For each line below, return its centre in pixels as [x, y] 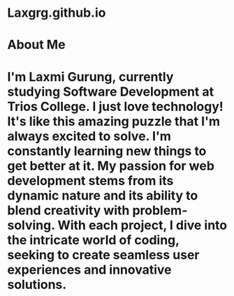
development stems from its [90, 180]
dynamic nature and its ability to [103, 195]
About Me [36, 45]
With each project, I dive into [142, 225]
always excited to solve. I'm [89, 136]
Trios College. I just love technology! [115, 106]
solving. [31, 225]
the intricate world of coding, [93, 240]
